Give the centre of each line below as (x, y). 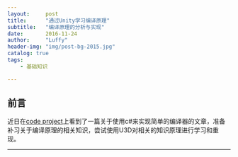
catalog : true (28, 54)
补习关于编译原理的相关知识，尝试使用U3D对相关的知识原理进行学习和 (110, 130)
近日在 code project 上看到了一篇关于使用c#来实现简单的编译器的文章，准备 (117, 122)
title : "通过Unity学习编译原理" (59, 21)
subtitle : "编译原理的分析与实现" (56, 27)
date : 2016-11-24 (42, 34)
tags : (15, 60)
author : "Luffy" (38, 40)
